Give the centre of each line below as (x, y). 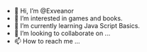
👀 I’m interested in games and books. (68, 18)
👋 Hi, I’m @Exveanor (44, 11)
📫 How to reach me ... (47, 41)
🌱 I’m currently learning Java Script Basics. (77, 26)
